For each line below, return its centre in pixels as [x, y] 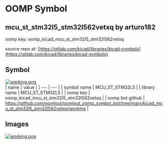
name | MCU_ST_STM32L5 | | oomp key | [48, 92]
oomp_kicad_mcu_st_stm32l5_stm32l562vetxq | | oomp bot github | [75, 97]
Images [17, 124]
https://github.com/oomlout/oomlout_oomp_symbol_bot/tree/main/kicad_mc [84, 103]
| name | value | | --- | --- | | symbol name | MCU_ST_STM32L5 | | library [80, 87]
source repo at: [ [22, 49]
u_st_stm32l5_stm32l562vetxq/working [46, 108]
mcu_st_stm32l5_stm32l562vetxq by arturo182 [80, 27]
